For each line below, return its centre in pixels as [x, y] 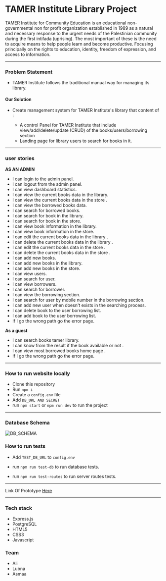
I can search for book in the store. [47, 221]
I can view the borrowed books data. [50, 205]
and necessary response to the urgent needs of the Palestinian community [81, 33]
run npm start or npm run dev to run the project [60, 405]
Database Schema [28, 423]
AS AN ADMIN [20, 169]
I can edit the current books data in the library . [60, 237]
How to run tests [25, 446]
